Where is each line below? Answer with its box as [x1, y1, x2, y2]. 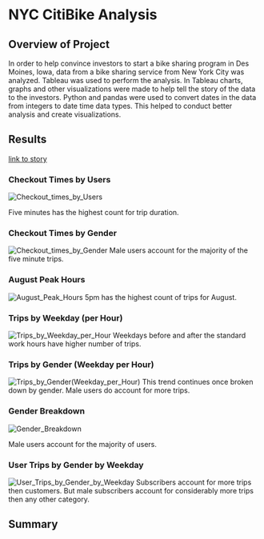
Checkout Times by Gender [8, 228, 118, 239]
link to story [8, 154, 48, 163]
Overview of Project [8, 38, 110, 51]
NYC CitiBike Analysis [8, 6, 158, 24]
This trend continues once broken [142, 377, 254, 387]
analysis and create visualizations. [8, 110, 122, 119]
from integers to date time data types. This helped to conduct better [8, 102, 233, 110]
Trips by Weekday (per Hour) [8, 312, 123, 323]
